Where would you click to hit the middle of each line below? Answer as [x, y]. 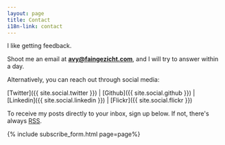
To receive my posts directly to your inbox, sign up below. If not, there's [108, 113]
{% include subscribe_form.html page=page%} [74, 134]
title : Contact [29, 20]
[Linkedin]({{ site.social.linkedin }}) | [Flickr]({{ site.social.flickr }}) [100, 100]
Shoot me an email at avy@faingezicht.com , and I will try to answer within [113, 59]
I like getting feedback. [39, 46]
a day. [16, 67]
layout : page [26, 13]
